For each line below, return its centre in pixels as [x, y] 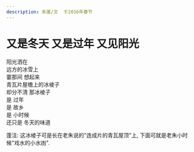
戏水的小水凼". [32, 142]
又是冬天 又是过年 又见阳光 [73, 44]
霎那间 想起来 [23, 77]
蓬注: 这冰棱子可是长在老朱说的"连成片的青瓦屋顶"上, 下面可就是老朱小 [94, 135]
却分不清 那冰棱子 [28, 92]
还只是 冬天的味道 [28, 122]
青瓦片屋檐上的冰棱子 [33, 84]
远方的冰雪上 [22, 69]
